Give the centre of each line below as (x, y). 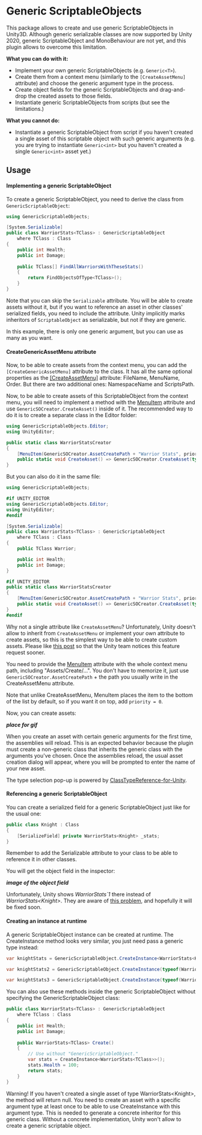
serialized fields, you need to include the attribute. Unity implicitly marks (96, 313)
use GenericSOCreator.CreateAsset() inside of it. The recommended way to (100, 409)
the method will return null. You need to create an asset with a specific (93, 1100)
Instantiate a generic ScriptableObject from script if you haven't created (104, 132)
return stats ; (45, 1071)
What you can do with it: (37, 58)
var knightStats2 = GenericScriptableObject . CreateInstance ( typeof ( (94, 969)
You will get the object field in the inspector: (61, 871)
